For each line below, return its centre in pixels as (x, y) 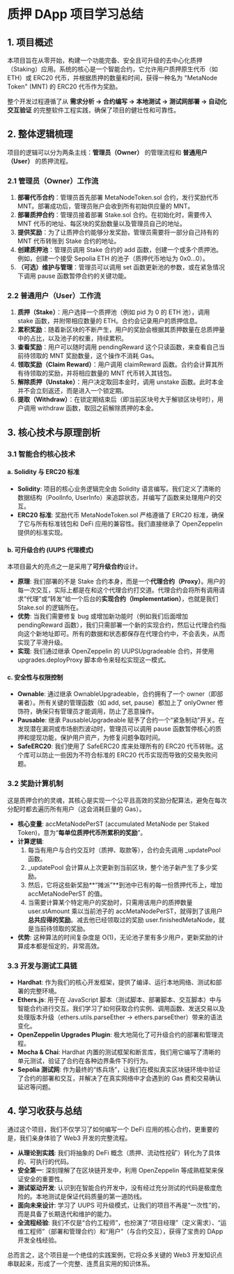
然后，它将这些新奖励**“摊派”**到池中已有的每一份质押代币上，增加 (125, 884)
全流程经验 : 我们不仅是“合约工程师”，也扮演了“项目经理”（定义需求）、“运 (122, 1222)
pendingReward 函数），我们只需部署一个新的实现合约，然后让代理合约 (119, 625)
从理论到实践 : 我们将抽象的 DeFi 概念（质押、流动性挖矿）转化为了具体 (119, 1153)
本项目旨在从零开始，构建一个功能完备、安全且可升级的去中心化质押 (105, 60)
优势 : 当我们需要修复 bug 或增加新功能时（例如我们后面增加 (103, 616)
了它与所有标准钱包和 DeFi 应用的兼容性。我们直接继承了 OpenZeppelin (120, 524)
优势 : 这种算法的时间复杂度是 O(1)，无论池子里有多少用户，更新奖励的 (117, 937)
